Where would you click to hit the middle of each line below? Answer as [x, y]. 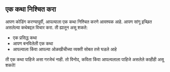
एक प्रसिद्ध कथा [25, 38]
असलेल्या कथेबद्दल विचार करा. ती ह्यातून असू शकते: [47, 27]
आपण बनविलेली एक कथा [33, 43]
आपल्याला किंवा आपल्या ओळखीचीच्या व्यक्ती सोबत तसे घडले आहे [65, 49]
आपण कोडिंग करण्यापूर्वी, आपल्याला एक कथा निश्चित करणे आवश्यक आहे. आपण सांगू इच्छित [79, 21]
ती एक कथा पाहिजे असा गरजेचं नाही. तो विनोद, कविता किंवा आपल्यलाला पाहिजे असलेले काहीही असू [85, 59]
